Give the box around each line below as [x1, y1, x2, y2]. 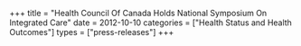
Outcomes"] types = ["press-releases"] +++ [9, 27, 174, 37]
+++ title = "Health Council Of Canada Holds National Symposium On [9, 8, 268, 18]
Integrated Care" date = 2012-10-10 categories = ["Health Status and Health [9, 17, 292, 28]
